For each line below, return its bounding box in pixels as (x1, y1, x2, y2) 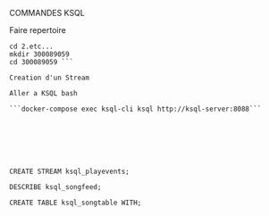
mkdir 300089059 (9, 50, 70, 59)
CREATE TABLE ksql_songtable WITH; (9, 198, 142, 207)
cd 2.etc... (9, 42, 54, 51)
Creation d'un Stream (9, 73, 90, 82)
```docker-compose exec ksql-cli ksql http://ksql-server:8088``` (9, 104, 262, 113)
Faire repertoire (9, 25, 67, 35)
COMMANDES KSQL (9, 8, 85, 18)
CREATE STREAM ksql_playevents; (9, 167, 130, 176)
